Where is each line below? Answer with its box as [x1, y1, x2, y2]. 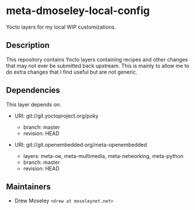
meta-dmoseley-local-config [6, 4, 150, 18]
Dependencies [6, 85, 60, 95]
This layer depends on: [6, 101, 61, 108]
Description [6, 40, 50, 50]
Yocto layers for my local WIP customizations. [6, 23, 116, 30]
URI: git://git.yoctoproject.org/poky [14, 112, 99, 119]
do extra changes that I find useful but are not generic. [6, 68, 138, 75]
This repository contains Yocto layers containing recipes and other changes [6, 56, 188, 63]
